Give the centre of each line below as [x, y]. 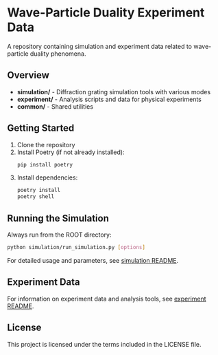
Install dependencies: [47, 177]
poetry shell [36, 197]
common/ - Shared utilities [55, 106]
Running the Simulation [58, 218]
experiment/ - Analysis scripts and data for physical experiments [109, 99]
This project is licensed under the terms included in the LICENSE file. [104, 344]
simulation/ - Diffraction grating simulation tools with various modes [114, 92]
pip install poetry [45, 164]
